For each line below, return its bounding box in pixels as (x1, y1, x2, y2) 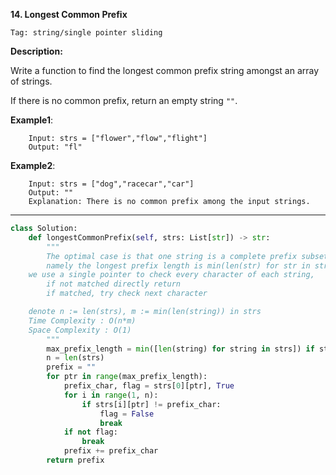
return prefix (46, 455, 105, 465)
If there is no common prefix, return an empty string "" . (10, 95, 238, 106)
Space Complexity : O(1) (28, 325, 132, 335)
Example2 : (10, 160, 56, 171)
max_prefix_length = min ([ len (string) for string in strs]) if (46, 344, 315, 354)
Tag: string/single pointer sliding (10, 28, 163, 38)
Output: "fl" (28, 142, 83, 152)
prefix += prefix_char (63, 446, 159, 456)
